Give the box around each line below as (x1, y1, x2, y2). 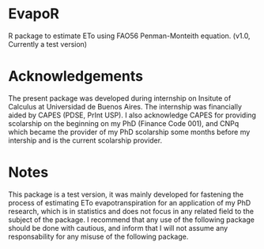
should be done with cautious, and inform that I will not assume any (8, 223, 228, 232)
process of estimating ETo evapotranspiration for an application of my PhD (8, 197, 251, 207)
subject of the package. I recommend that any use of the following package (8, 215, 255, 224)
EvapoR (8, 5, 59, 23)
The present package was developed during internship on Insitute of (8, 93, 232, 103)
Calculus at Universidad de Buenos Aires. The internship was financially (8, 102, 243, 111)
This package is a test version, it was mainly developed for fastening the (8, 190, 243, 199)
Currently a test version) (8, 39, 88, 48)
